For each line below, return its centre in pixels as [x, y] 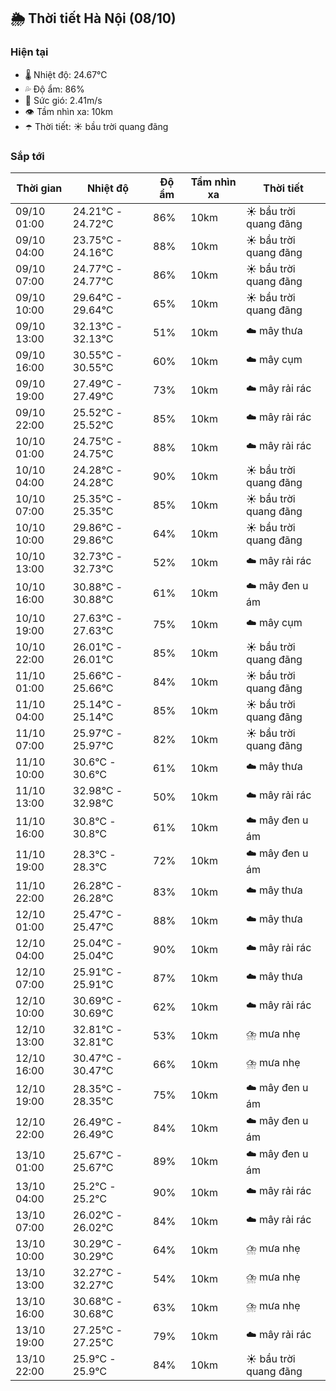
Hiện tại [29, 52]
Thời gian [39, 188]
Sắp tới [27, 156]
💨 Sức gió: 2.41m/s [63, 100]
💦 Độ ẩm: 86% [54, 89]
